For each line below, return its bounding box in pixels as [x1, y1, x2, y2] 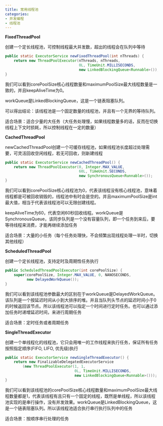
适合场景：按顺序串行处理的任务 [5, 415, 69, 421]
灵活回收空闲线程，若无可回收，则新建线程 [17, 150, 103, 156]
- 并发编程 [5, 16, 24, 21]
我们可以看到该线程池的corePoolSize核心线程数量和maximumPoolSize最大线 [5, 387, 158, 393]
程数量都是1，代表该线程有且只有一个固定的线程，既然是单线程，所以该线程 [5, 393, 156, 399]
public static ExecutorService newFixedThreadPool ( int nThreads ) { [5, 54, 145, 59]
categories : [5, 12, 29, 17]
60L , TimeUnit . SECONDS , [79, 169, 127, 174]
